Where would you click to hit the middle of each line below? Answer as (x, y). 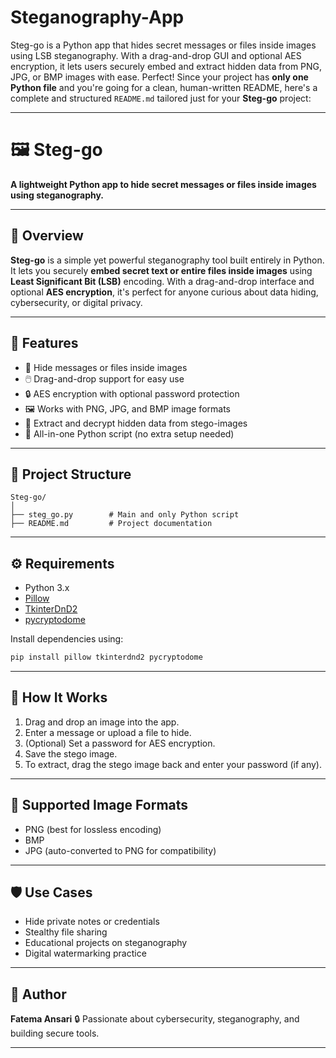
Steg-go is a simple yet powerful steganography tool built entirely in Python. (167, 260)
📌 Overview (47, 236)
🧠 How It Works (59, 697)
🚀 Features (44, 343)
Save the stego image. (71, 753)
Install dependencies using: (67, 639)
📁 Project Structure (71, 474)
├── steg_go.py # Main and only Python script (125, 515)
